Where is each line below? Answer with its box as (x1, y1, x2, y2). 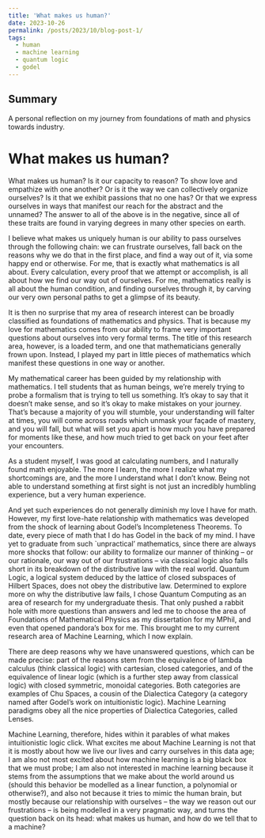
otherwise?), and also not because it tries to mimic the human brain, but (8, 788, 243, 798)
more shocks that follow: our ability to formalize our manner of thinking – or (8, 547, 254, 557)
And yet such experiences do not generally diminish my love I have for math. (8, 505, 258, 515)
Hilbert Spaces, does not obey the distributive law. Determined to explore (8, 581, 247, 590)
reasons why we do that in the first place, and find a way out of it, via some (8, 250, 253, 260)
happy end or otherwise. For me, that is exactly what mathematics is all (8, 258, 240, 268)
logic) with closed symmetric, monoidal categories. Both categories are (8, 680, 241, 690)
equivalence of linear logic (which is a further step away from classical (8, 672, 239, 681)
